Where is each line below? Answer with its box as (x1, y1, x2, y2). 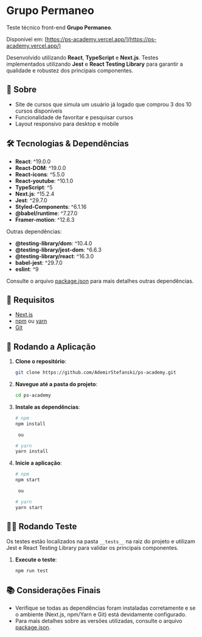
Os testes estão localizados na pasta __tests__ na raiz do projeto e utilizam (6, 537, 196, 545)
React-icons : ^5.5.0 (15, 171, 65, 178)
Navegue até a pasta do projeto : (15, 381, 98, 388)
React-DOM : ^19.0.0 (15, 164, 66, 171)
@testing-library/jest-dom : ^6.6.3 (15, 246, 102, 253)
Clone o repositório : (15, 357, 67, 365)
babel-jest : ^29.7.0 (15, 259, 63, 266)
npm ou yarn (15, 317, 47, 325)
